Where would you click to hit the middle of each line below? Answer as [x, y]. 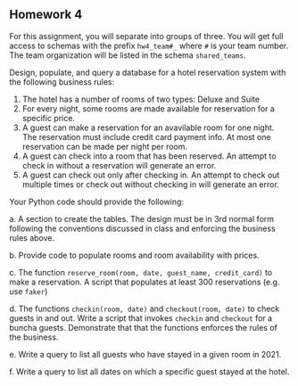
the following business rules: [62, 82]
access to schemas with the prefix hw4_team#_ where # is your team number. [149, 45]
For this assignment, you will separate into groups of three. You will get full [146, 36]
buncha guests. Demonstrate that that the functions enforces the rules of [144, 327]
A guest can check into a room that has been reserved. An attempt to [149, 156]
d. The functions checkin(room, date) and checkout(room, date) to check [145, 308]
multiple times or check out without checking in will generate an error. [150, 184]
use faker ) [29, 291]
